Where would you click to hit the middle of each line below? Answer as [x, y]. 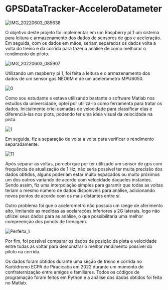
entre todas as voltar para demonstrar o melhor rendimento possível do [79, 246]
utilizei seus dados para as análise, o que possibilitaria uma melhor [74, 216]
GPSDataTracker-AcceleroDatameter [83, 9]
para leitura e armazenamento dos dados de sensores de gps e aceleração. [83, 38]
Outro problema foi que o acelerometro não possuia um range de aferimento [84, 205]
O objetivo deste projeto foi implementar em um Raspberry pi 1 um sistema [82, 32]
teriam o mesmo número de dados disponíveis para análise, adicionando [80, 190]
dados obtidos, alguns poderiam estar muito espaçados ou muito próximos [82, 174]
